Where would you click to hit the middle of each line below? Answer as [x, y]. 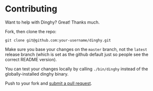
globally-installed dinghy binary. [37, 74]
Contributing [31, 9]
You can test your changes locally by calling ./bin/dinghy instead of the [76, 69]
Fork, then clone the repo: [31, 31]
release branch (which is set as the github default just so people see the [77, 54]
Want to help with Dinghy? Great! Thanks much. [52, 22]
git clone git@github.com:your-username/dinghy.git [58, 40]
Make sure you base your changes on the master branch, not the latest [76, 49]
